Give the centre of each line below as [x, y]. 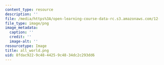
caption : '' [22, 32]
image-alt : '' [24, 42]
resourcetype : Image [26, 46]
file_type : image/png [27, 23]
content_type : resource [29, 10]
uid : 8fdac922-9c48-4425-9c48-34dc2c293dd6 [50, 55]
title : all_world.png [27, 50]
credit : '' [20, 37]
